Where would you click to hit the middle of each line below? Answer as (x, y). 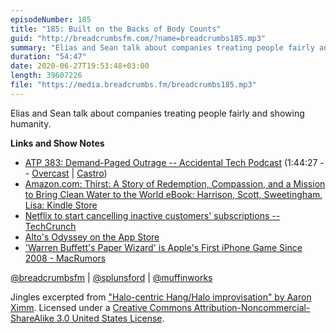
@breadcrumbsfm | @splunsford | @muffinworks (111, 277)
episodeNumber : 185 (51, 19)
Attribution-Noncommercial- (252, 307)
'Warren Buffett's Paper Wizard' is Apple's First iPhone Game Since (163, 247)
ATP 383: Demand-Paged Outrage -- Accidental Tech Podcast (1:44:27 (171, 162)
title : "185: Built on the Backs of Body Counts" (116, 29)
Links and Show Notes (57, 143)
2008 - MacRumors (65, 258)
